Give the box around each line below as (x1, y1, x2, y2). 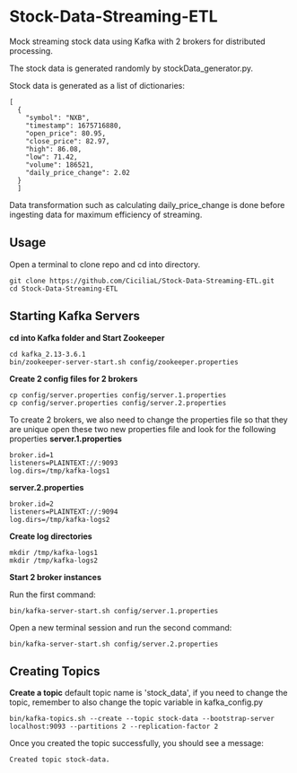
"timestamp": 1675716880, (25, 121, 123, 130)
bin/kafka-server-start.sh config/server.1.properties (9, 606, 219, 615)
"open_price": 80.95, (25, 128, 106, 138)
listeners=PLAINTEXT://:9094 (9, 507, 118, 517)
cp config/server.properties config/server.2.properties (9, 398, 227, 407)
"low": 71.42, (25, 152, 78, 161)
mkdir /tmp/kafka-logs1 (9, 548, 99, 557)
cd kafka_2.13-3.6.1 (9, 350, 87, 359)
